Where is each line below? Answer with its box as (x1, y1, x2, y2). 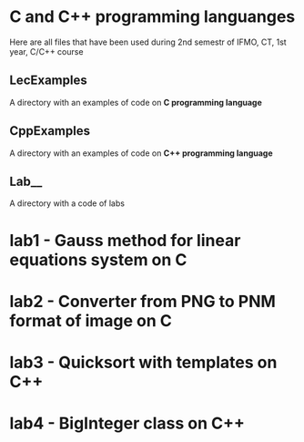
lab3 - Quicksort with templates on (9, 352, 278, 373)
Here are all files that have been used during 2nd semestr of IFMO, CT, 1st (9, 36, 287, 47)
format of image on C (9, 310, 173, 331)
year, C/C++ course (9, 46, 84, 57)
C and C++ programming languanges (9, 6, 296, 27)
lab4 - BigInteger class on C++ (9, 413, 246, 434)
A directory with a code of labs (9, 198, 126, 209)
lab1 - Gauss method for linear (9, 230, 241, 251)
